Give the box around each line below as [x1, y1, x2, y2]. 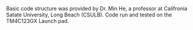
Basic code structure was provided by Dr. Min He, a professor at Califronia [6, 5, 188, 12]
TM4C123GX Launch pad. [6, 18, 69, 24]
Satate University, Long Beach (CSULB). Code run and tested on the [6, 11, 172, 18]
